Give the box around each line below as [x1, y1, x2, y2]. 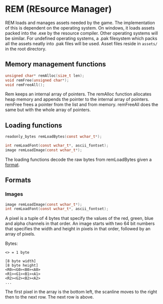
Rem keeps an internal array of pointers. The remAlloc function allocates [5, 91, 152, 97]
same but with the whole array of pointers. [5, 107, 91, 113]
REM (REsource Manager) [5, 3, 112, 15]
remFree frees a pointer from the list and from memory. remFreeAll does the [5, 102, 159, 108]
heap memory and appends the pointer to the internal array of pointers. [5, 96, 150, 102]
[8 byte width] [5, 259, 36, 264]
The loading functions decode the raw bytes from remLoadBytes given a [5, 156, 152, 162]
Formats [5, 176, 31, 184]
